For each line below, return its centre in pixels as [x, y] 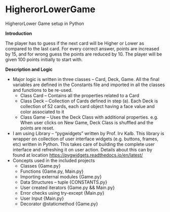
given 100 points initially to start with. [44, 59]
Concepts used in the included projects [54, 160]
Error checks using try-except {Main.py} [62, 193]
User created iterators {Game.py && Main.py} [67, 188]
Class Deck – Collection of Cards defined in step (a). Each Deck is [89, 101]
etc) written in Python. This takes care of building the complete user [83, 144]
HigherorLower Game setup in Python [45, 23]
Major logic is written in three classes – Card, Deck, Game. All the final [86, 79]
